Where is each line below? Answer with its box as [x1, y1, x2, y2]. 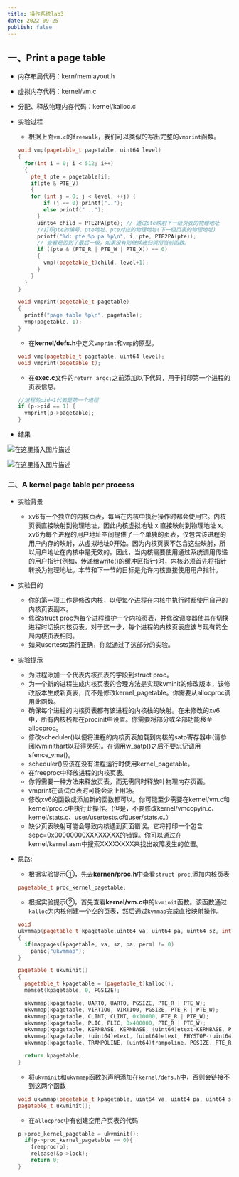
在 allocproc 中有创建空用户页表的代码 [28, 1116, 139, 1124]
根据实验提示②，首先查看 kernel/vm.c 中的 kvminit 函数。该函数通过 [28, 898, 228, 907]
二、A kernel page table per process [7, 480, 135, 490]
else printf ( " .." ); [43, 206, 105, 213]
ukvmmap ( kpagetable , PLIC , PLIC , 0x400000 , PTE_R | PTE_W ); [24, 1019, 206, 1027]
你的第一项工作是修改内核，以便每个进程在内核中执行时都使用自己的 [28, 596, 228, 605]
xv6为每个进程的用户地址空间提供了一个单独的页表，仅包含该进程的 [28, 530, 226, 539]
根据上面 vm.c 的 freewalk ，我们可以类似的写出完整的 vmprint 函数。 [28, 132, 221, 141]
